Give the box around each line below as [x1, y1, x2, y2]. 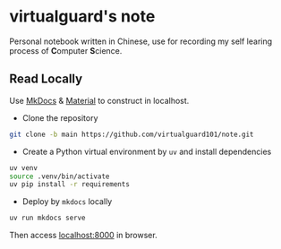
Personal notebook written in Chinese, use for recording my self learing [9, 36, 273, 47]
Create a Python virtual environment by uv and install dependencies [21, 146, 272, 157]
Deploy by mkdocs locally [21, 196, 113, 207]
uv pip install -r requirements [9, 180, 130, 189]
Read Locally [9, 72, 83, 87]
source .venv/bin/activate [9, 172, 110, 181]
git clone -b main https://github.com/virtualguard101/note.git [9, 130, 254, 139]
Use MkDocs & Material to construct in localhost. [9, 95, 190, 106]
